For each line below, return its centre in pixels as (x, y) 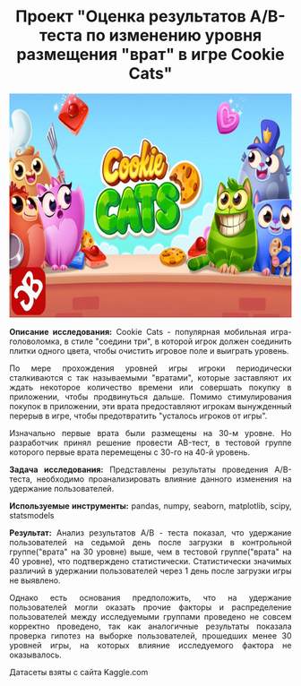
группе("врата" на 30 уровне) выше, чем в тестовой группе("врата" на (150, 552)
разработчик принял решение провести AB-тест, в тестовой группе (150, 442)
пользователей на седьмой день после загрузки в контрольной (150, 542)
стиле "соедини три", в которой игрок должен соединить (181, 341)
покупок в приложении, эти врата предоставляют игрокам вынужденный (150, 406)
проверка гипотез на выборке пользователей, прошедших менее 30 (150, 635)
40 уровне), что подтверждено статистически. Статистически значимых (150, 561)
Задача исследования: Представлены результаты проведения (139, 469)
